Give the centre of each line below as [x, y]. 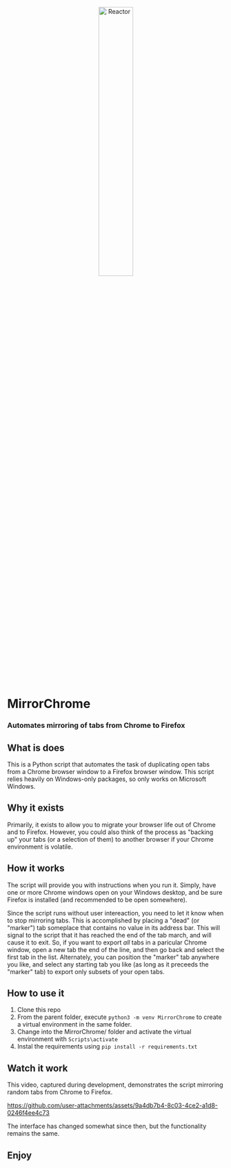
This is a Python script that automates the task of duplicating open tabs [109, 764]
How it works [36, 868]
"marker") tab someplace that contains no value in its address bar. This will [114, 927]
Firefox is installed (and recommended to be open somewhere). [97, 900]
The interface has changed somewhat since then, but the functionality [107, 1126]
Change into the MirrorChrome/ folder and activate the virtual [104, 1032]
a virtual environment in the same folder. [74, 1025]
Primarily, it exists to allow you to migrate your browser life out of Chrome [111, 824]
